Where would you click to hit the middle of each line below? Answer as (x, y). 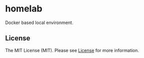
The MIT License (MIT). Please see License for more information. (72, 50)
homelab (24, 9)
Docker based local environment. (39, 22)
